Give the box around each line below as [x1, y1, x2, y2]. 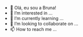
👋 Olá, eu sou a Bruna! [10, 5, 56, 10]
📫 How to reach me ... [10, 26, 57, 32]
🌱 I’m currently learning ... [10, 15, 64, 21]
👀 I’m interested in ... [10, 10, 53, 16]
